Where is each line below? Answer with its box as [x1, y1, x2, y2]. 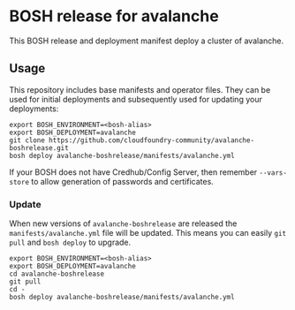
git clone [9, 135, 46, 145]
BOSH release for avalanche [9, 6, 219, 26]
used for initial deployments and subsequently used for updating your [9, 94, 262, 104]
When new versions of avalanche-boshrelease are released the [9, 218, 238, 229]
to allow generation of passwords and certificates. [30, 176, 214, 186]
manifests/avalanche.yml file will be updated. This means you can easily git [9, 228, 287, 238]
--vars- [259, 168, 287, 178]
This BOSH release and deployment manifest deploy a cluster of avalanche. [9, 35, 284, 46]
